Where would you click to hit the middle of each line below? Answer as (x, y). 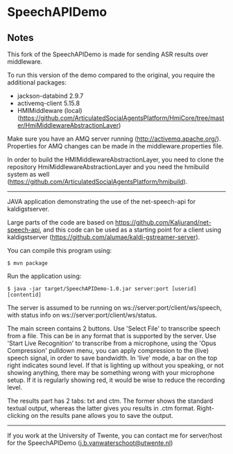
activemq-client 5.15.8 (49, 103)
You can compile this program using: (60, 251)
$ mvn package (28, 263)
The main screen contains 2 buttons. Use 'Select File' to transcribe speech (114, 329)
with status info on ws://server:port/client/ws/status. (82, 315)
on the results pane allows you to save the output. (102, 416)
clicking (18, 416)
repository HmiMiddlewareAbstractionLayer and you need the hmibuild (108, 167)
